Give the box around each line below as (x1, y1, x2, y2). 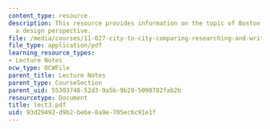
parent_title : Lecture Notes (8, 71, 106, 79)
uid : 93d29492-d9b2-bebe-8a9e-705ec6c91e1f (8, 109, 157, 117)
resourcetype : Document (8, 94, 88, 102)
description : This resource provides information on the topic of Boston (8, 19, 261, 27)
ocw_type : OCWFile (8, 64, 70, 72)
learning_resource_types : (8, 49, 95, 57)
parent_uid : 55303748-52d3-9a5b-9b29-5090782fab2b (8, 86, 182, 95)
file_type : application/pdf (8, 42, 103, 50)
